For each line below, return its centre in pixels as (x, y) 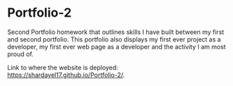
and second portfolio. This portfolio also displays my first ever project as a (114, 39)
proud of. (20, 54)
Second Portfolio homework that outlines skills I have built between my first (116, 32)
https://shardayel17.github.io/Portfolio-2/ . (66, 75)
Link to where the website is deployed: (63, 67)
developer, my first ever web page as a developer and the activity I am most (116, 46)
